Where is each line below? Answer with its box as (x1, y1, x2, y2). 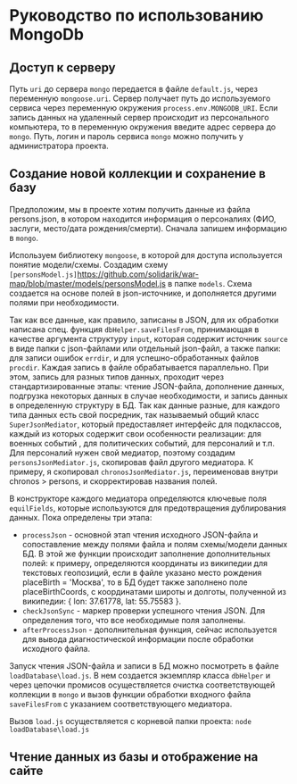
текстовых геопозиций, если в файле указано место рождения (21, 567, 262, 578)
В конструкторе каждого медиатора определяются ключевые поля (9, 493, 268, 504)
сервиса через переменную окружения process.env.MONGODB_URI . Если (9, 103, 278, 113)
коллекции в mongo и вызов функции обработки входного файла (9, 688, 252, 699)
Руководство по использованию (9, 5, 264, 26)
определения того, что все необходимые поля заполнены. (21, 614, 246, 625)
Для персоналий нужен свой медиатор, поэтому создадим (9, 447, 235, 458)
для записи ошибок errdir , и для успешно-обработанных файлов (9, 352, 260, 363)
